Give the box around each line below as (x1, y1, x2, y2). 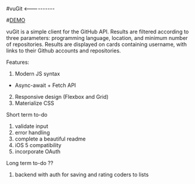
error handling (14, 129, 50, 136)
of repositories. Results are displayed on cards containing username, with (6, 41, 187, 48)
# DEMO (6, 17, 26, 23)
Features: (6, 59, 30, 66)
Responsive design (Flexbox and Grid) (14, 93, 109, 100)
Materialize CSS (14, 99, 55, 107)
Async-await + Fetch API (14, 82, 76, 89)
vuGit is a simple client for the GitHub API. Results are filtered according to (6, 28, 189, 35)
